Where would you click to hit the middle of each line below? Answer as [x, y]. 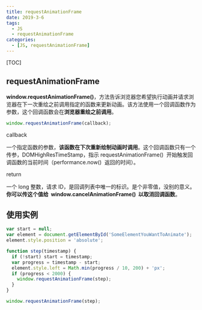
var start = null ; [29, 229]
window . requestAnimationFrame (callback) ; [59, 123]
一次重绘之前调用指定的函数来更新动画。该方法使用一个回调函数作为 [111, 104]
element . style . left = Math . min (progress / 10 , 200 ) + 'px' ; [88, 268]
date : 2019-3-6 [25, 17]
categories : [21, 40]
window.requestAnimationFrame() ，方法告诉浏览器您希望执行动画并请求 [98, 96]
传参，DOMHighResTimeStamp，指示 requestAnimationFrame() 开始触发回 [100, 155]
